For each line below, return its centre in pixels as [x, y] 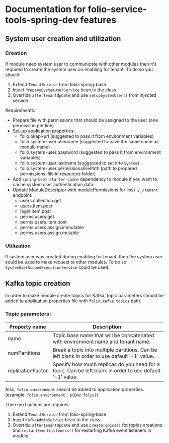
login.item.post [35, 211]
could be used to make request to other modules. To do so [66, 262]
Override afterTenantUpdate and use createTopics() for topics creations [87, 425]
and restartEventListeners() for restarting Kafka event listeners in [82, 430]
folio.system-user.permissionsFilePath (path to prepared [78, 168]
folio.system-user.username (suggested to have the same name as [89, 141]
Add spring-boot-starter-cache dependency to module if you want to [85, 179]
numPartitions [24, 353]
